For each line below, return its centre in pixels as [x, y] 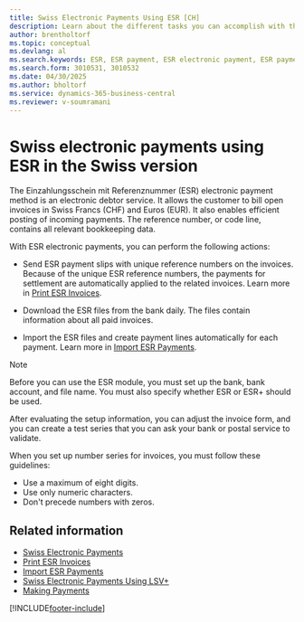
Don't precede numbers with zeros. [89, 502]
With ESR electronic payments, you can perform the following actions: [140, 247]
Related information [66, 530]
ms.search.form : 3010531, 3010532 [75, 69]
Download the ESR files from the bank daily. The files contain [136, 311]
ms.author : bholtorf [48, 85]
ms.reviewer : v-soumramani [60, 102]
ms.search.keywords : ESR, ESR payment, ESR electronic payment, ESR [141, 60]
